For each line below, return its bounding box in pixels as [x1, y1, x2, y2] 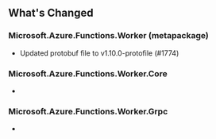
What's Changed [8, 6, 94, 20]
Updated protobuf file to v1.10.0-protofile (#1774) [19, 48, 179, 58]
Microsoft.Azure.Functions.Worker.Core [8, 68, 168, 79]
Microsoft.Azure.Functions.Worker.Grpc [8, 106, 168, 117]
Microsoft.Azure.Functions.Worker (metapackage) [8, 30, 209, 41]
